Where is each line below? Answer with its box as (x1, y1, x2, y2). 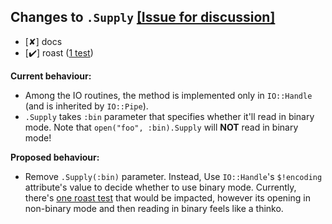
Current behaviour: (10, 70, 92, 82)
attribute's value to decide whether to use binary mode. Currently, (24, 181, 297, 193)
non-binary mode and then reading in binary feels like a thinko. (24, 202, 284, 214)
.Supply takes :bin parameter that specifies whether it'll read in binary (24, 110, 315, 122)
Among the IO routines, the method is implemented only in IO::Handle (24, 89, 313, 101)
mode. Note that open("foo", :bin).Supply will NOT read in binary (24, 121, 299, 133)
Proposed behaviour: (10, 151, 100, 163)
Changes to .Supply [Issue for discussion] (10, 9, 276, 26)
